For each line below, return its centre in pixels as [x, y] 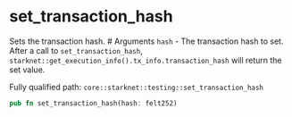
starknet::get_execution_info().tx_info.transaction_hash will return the [146, 60]
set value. [27, 70]
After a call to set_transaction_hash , [76, 50]
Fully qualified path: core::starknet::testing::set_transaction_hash [137, 87]
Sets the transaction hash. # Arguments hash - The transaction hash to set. [146, 41]
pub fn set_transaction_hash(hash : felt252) [93, 103]
